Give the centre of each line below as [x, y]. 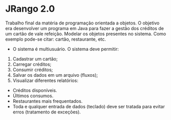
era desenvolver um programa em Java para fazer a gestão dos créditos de [85, 28]
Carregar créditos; [32, 64]
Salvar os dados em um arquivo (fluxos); [55, 75]
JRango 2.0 [30, 9]
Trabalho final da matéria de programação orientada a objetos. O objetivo [82, 23]
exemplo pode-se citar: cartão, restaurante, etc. [56, 39]
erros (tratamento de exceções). [47, 112]
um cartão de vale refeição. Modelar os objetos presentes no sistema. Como [86, 34]
